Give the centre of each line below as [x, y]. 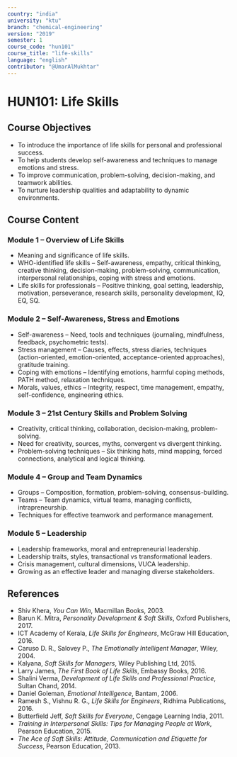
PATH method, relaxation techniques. [71, 379]
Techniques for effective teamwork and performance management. [115, 515]
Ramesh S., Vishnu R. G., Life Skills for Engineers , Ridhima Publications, [122, 701]
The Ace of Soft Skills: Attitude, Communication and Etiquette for [112, 739]
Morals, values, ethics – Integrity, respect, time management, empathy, [121, 387]
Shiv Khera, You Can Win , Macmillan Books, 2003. [91, 611]
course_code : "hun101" [41, 47]
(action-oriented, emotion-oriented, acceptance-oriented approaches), [121, 357]
